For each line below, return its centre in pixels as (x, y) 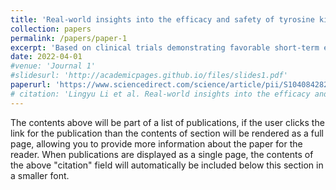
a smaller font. (40, 175)
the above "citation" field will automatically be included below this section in (167, 165)
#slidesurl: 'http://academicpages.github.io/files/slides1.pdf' (149, 76)
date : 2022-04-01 (46, 57)
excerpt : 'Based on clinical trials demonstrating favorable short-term (165, 47)
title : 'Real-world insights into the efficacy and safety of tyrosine (162, 19)
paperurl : (31, 85)
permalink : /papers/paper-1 (69, 38)
